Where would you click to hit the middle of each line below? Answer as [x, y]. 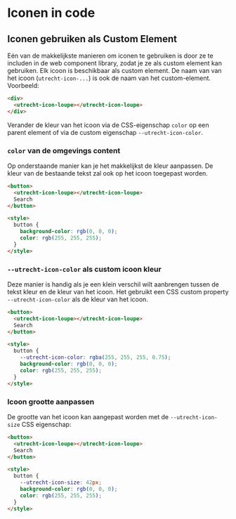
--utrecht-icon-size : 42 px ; [61, 482]
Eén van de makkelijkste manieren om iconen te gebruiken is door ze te [110, 55]
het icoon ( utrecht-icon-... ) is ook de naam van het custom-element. [109, 78]
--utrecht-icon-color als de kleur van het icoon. [78, 299]
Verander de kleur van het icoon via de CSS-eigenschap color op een [108, 125]
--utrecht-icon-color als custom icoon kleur [84, 269]
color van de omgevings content [64, 150]
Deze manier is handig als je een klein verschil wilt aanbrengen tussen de [113, 284]
